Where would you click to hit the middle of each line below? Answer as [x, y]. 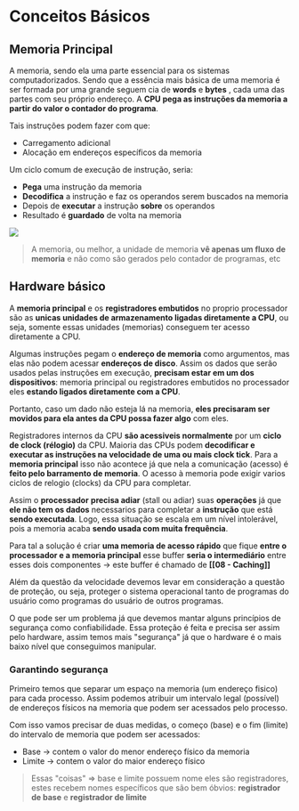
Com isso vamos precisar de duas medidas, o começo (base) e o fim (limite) [149, 725]
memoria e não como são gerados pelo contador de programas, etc [156, 259]
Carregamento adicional [66, 143]
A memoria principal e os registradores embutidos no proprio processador [149, 308]
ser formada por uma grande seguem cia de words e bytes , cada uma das [147, 89]
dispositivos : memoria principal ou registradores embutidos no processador [149, 382]
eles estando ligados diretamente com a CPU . [95, 391]
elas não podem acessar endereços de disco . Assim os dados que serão [143, 363]
